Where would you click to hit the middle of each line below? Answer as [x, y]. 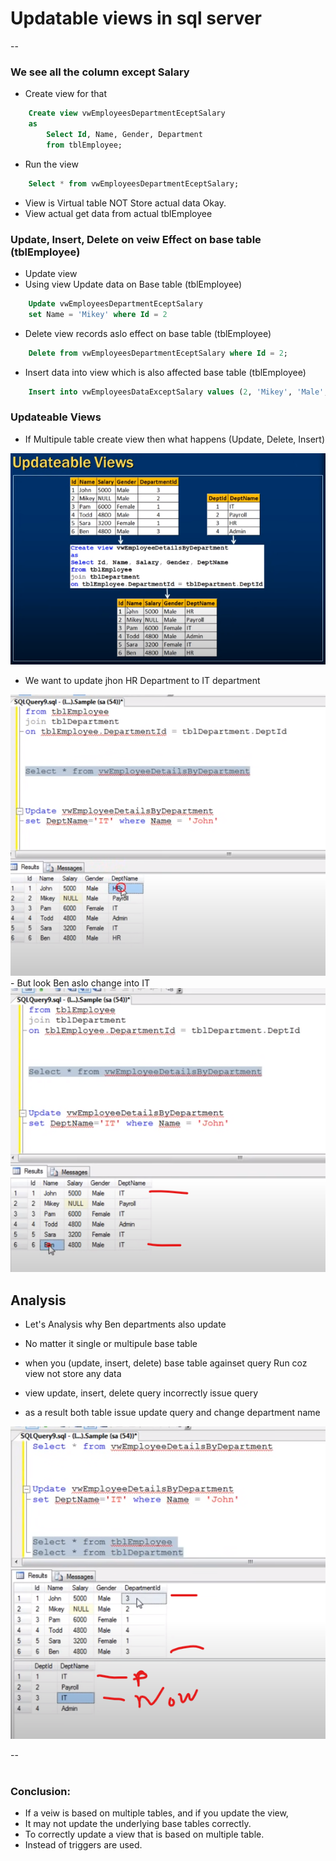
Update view [51, 273]
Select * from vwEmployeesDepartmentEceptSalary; [134, 183]
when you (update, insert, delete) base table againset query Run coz [166, 1363]
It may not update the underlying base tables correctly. [138, 1823]
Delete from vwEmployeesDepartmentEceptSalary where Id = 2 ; [158, 353]
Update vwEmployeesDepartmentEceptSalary [115, 303]
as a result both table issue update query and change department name [172, 1412]
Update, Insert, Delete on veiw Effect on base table [136, 239]
